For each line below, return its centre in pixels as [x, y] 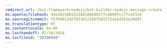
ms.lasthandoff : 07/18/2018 [35, 33]
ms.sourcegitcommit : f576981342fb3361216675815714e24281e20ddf [74, 19]
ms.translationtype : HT [30, 24]
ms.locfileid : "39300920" [32, 38]
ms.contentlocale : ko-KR [31, 28]
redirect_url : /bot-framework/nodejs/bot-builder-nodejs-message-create [84, 10]
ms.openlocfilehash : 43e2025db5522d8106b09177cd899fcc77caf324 [74, 14]
